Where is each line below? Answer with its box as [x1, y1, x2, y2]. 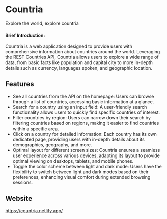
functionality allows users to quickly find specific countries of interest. [12, 109, 160, 115]
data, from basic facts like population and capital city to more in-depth [5, 59, 153, 66]
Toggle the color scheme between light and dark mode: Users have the [12, 163, 162, 169]
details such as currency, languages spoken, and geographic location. [5, 65, 153, 71]
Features [5, 80, 34, 88]
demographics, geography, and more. [12, 141, 92, 148]
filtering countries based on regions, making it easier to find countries [12, 120, 159, 126]
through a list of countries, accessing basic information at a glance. [12, 98, 154, 105]
